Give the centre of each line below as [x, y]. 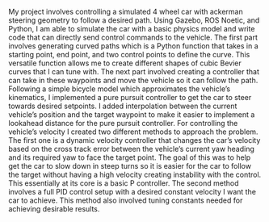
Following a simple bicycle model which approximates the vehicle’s [120, 89]
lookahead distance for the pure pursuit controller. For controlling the [123, 123]
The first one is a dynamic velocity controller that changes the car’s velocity [134, 140]
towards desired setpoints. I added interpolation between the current [123, 106]
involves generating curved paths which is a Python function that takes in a [133, 46]
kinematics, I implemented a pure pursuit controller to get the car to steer [130, 97]
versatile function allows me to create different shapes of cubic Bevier [125, 63]
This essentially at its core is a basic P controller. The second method [124, 183]
